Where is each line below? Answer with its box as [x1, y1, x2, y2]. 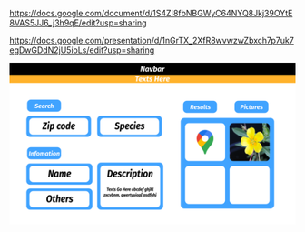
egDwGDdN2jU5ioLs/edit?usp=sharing [9, 45, 155, 55]
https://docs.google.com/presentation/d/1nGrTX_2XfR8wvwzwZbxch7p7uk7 [9, 35, 295, 45]
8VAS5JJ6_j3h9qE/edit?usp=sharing [9, 17, 147, 28]
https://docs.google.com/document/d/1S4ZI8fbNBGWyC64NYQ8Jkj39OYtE [9, 8, 293, 18]
